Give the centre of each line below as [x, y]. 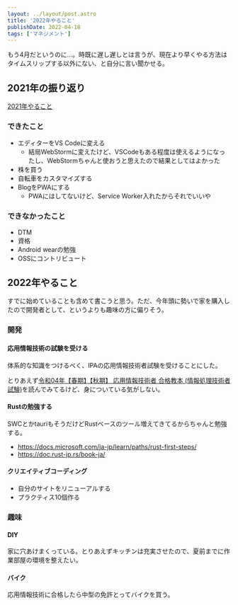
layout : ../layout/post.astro [52, 14]
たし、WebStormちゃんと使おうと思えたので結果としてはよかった [124, 161]
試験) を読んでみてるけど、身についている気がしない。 [86, 389]
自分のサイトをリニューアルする [64, 488]
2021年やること [30, 106]
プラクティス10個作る [49, 497]
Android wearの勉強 [47, 249]
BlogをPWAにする [44, 188]
